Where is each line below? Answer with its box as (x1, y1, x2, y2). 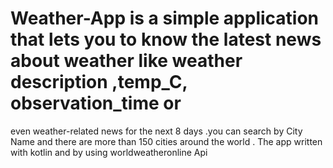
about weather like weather (10, 50, 243, 72)
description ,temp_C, (10, 71, 188, 94)
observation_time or (10, 92, 182, 115)
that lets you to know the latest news (10, 28, 322, 51)
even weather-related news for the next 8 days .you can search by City (10, 125, 303, 137)
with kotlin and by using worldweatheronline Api (10, 146, 208, 158)
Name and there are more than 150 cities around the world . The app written (10, 135, 323, 147)
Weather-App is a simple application (10, 7, 320, 30)
